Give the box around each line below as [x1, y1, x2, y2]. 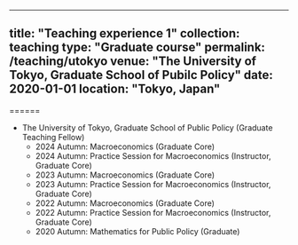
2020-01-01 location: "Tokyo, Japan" [9, 82, 221, 97]
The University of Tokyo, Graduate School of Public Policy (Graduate [21, 122, 273, 133]
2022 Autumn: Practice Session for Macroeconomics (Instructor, [35, 207, 271, 217]
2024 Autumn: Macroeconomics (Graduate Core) [35, 141, 216, 152]
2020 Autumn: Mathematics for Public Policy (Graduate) [35, 225, 240, 236]
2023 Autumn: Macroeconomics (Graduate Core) [35, 170, 216, 180]
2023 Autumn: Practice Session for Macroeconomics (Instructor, [35, 178, 271, 189]
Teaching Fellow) [21, 131, 85, 142]
